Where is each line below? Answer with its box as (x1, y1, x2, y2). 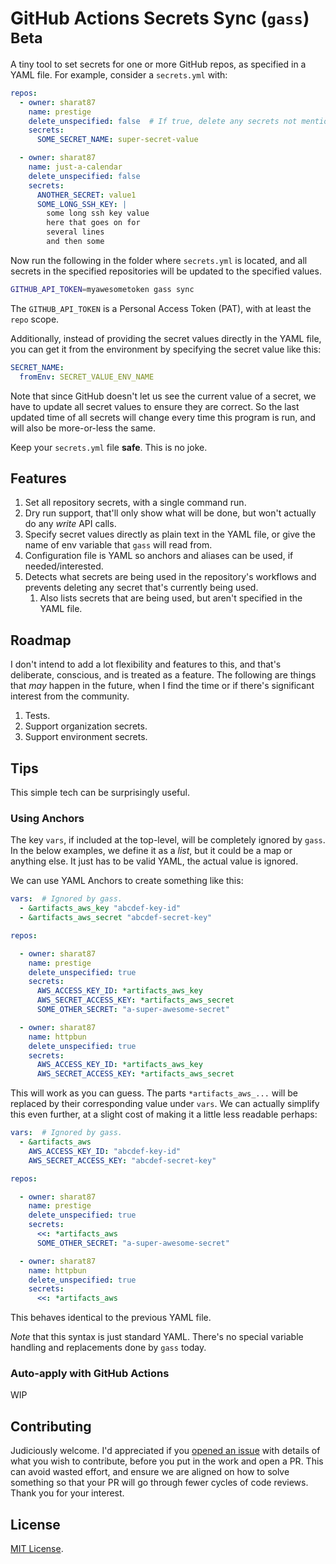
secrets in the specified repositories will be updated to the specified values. (10, 265, 322, 277)
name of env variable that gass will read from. (24, 539, 213, 551)
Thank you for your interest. (10, 1487, 125, 1499)
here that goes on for (46, 218, 141, 228)
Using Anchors (10, 811, 85, 825)
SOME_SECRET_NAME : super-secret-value (36, 135, 199, 145)
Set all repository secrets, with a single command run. (24, 497, 247, 509)
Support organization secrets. (24, 720, 148, 732)
